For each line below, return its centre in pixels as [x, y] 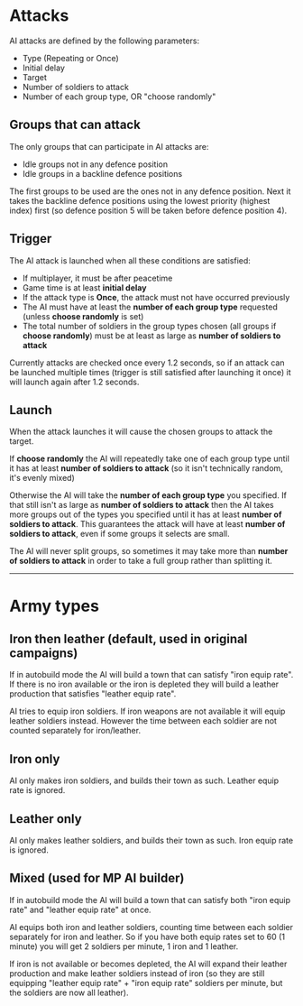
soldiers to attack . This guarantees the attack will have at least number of [147, 524]
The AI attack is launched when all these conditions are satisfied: [130, 260]
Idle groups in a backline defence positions [102, 173]
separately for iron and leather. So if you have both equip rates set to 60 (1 [147, 937]
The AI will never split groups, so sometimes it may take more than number [149, 551]
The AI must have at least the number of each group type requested [150, 307]
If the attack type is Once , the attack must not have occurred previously [156, 297]
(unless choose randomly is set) [83, 316]
